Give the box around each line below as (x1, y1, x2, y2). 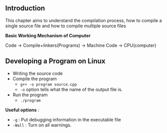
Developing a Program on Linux (5, 57, 106, 65)
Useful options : (5, 107, 39, 113)
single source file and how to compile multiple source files (5, 23, 126, 29)
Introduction (5, 4, 45, 13)
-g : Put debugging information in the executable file (12, 116, 121, 122)
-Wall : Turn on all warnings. (12, 122, 72, 128)
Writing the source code (12, 70, 63, 76)
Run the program (12, 92, 48, 98)
